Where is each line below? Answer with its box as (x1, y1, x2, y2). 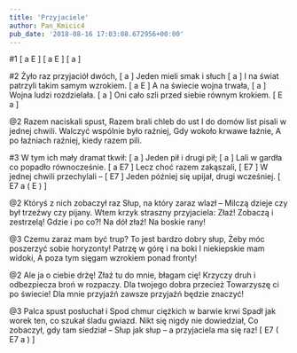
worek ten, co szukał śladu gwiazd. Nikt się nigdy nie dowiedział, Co (9, 316, 259, 326)
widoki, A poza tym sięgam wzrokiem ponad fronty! (9, 253, 198, 263)
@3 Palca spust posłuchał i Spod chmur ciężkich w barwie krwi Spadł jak (9, 306, 277, 317)
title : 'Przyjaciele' (9, 12, 90, 22)
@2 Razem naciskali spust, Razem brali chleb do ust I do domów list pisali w (9, 116, 287, 127)
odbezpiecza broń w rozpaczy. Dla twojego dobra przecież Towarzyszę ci (9, 279, 279, 290)
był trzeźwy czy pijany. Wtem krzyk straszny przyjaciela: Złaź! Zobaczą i (9, 208, 274, 218)
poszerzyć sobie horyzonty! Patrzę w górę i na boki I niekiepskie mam (9, 243, 265, 254)
